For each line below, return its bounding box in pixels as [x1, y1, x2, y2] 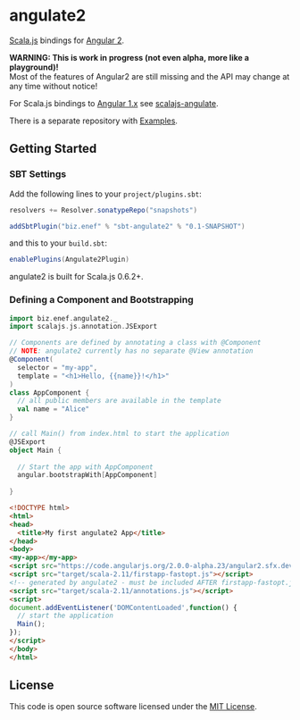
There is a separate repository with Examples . [9, 115, 179, 126]
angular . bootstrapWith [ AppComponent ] [17, 471, 158, 480]
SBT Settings [9, 168, 67, 180]
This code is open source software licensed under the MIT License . [9, 701, 257, 712]
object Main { [9, 446, 62, 455]
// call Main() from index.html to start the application [9, 430, 229, 439]
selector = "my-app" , [17, 363, 98, 372]
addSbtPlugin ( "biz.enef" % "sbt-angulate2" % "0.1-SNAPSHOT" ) [9, 222, 246, 230]
